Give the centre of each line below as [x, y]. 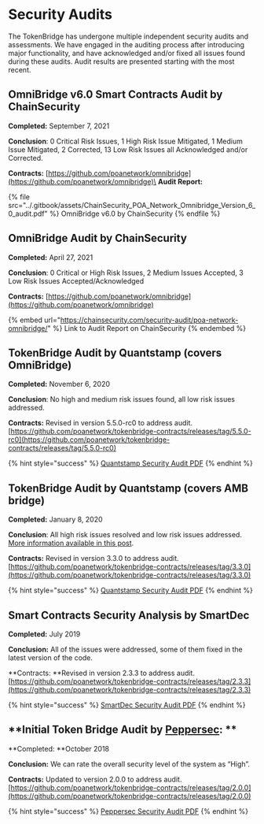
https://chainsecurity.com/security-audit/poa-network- [149, 320]
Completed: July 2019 [44, 634]
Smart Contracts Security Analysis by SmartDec [129, 615]
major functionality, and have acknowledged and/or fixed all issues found [127, 53]
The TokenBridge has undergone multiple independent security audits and [128, 36]
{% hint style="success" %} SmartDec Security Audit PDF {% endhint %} [127, 705]
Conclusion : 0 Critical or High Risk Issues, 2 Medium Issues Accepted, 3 [126, 273]
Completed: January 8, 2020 [56, 520]
